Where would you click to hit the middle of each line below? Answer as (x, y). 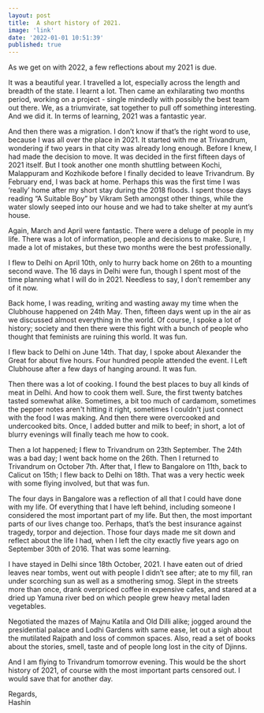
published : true (35, 45)
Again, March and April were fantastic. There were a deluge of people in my (131, 231)
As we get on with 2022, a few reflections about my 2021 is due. (112, 67)
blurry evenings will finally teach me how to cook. (89, 434)
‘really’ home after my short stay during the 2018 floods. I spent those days (130, 190)
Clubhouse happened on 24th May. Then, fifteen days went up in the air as (130, 312)
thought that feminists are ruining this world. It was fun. (98, 337)
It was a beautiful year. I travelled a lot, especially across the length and (124, 83)
